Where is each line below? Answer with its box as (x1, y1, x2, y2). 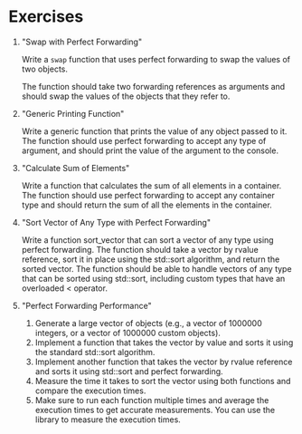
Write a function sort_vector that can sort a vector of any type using (21, 234, 274, 246)
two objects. (21, 63, 69, 74)
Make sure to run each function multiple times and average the (34, 394, 269, 405)
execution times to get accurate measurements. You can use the (34, 404, 276, 415)
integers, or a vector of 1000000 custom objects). (34, 327, 221, 338)
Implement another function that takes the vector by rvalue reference (34, 356, 293, 367)
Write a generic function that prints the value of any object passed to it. (21, 125, 288, 137)
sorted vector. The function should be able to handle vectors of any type (21, 263, 292, 274)
